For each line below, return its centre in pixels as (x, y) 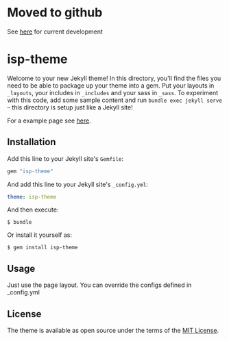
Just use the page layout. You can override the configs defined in (99, 285)
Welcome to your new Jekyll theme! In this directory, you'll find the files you (114, 78)
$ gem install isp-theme (43, 248)
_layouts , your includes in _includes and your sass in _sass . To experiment (113, 92)
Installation (32, 142)
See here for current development (55, 31)
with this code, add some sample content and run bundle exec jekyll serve (115, 100)
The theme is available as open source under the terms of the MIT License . (113, 331)
